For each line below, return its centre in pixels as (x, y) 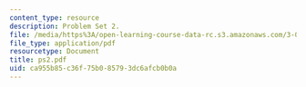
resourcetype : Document (55, 52)
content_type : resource (55, 18)
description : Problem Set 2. (65, 26)
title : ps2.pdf (38, 60)
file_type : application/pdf (63, 43)
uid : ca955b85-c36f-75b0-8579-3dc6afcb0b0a (93, 69)
